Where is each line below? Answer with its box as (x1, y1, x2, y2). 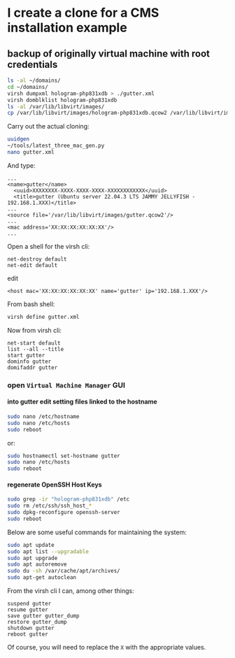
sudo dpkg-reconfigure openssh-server (7, 509, 120, 516)
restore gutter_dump (7, 619, 68, 626)
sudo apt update (7, 541, 55, 548)
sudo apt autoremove (7, 561, 68, 568)
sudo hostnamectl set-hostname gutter (7, 452, 120, 459)
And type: (7, 161, 36, 169)
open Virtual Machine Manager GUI (7, 380, 126, 389)
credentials (7, 58, 58, 71)
